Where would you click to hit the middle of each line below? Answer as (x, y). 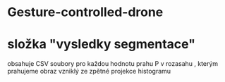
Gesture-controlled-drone (85, 12)
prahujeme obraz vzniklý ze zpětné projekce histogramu (89, 71)
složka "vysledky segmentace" (102, 45)
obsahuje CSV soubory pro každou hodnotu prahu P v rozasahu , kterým (113, 64)
